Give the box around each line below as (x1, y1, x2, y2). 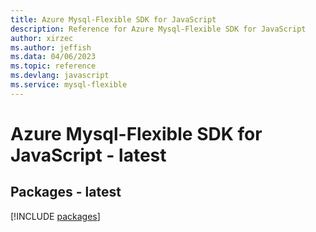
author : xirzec (10, 33, 74, 43)
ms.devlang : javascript (10, 71, 110, 81)
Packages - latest (10, 184, 122, 201)
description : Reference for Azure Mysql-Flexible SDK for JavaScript (10, 24, 307, 34)
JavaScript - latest (10, 144, 167, 166)
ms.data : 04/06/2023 (10, 52, 97, 62)
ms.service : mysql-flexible (10, 80, 128, 90)
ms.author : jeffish (10, 42, 92, 53)
